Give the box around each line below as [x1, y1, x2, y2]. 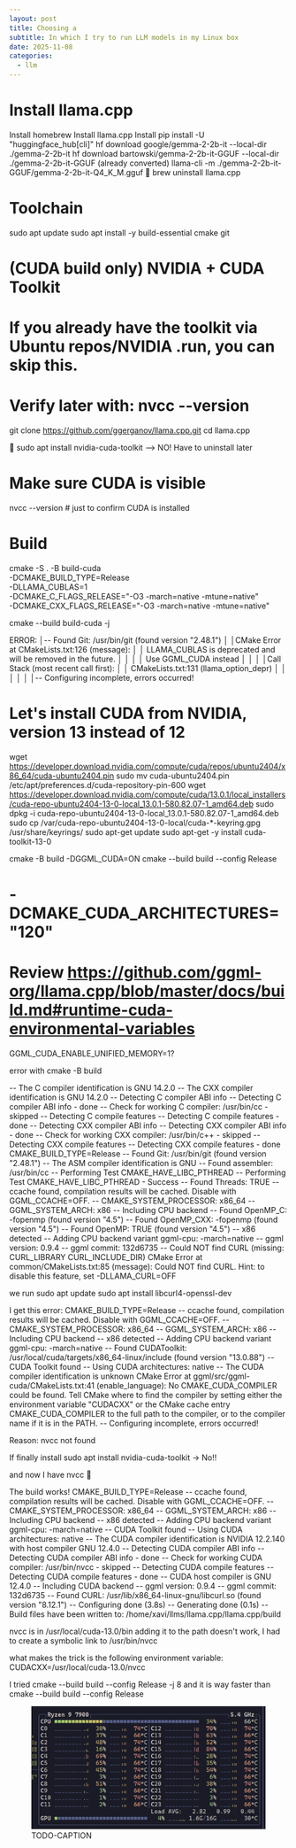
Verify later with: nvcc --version [9, 396, 250, 416]
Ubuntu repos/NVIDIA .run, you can [9, 336, 276, 357]
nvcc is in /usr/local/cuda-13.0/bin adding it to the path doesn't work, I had [9, 1626, 281, 1637]
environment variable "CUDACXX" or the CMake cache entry [9, 1399, 231, 1410]
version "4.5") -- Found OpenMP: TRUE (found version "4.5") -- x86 [9, 1224, 256, 1234]
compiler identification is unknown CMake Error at [9, 1371, 192, 1381]
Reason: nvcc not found [9, 1435, 96, 1446]
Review [9, 963, 65, 983]
